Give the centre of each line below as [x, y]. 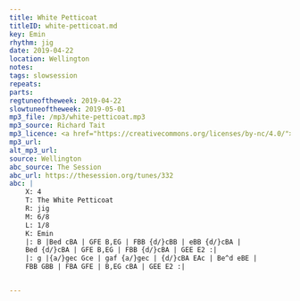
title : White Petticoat [54, 17]
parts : [21, 92]
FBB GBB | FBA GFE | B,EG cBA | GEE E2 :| [105, 267]
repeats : [25, 84]
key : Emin [28, 34]
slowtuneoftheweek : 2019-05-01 [67, 109]
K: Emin [39, 233]
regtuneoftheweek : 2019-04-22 [66, 100]
